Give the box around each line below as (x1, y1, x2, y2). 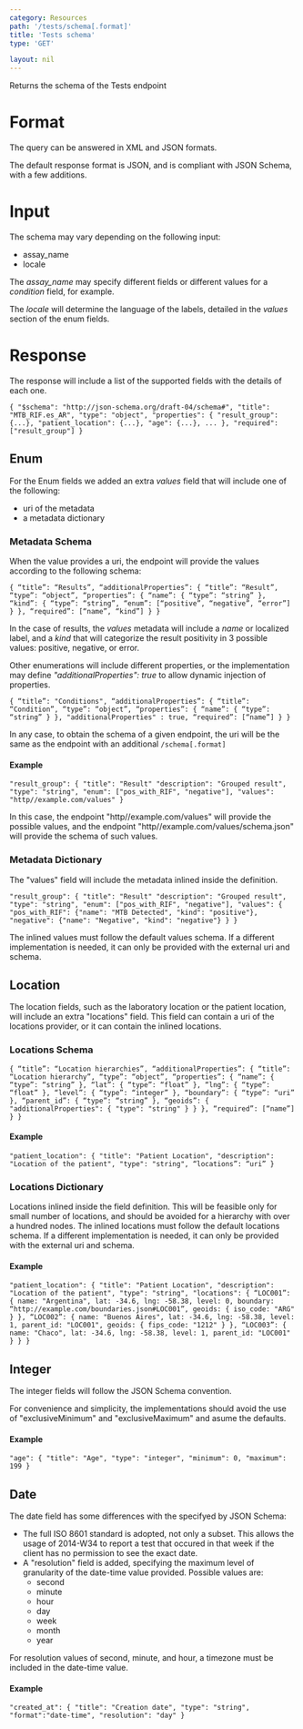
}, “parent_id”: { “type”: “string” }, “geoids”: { (9, 1096, 209, 1105)
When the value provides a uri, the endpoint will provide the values (9, 556, 259, 567)
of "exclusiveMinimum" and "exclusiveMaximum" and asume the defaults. (9, 1413, 287, 1424)
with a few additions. (9, 169, 87, 180)
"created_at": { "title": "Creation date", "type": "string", (9, 1704, 250, 1713)
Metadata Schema (9, 534, 93, 547)
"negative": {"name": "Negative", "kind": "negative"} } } (9, 916, 238, 925)
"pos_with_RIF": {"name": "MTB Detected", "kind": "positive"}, (9, 908, 258, 917)
